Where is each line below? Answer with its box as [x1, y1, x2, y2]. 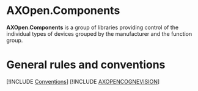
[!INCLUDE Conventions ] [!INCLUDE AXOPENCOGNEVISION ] [6, 78, 160, 85]
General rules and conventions [6, 58, 166, 72]
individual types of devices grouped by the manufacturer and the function [6, 30, 193, 37]
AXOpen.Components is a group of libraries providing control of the [6, 24, 179, 31]
